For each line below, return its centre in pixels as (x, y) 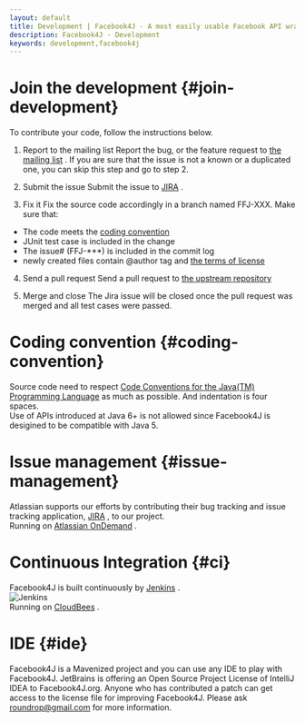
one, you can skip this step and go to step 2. (105, 170)
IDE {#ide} (49, 643)
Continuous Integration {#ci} (120, 563)
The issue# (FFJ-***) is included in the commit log (118, 252)
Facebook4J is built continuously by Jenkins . (95, 588)
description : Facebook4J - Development (85, 35)
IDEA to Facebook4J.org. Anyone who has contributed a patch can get (141, 687)
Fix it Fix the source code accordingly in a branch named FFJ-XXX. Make (159, 204)
